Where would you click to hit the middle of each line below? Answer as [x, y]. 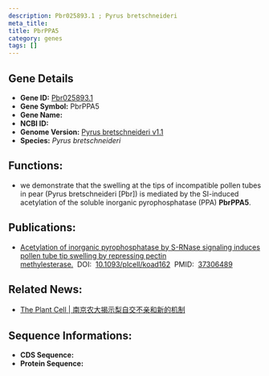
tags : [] [23, 46]
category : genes [35, 38]
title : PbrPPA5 [34, 31]
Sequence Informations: [70, 335]
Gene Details [41, 79]
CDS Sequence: [47, 355]
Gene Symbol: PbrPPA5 [60, 106]
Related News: [45, 289]
